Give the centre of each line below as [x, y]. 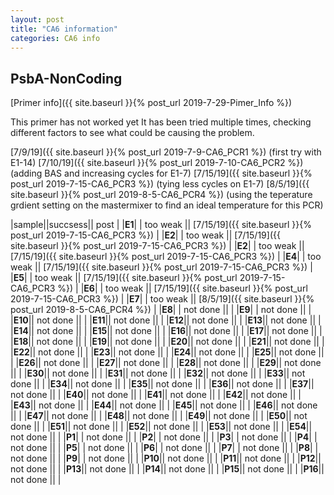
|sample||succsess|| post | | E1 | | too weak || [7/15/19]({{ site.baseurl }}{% [161, 225]
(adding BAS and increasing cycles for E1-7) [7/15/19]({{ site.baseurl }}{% [161, 173]
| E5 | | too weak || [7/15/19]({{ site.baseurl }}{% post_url [124, 278]
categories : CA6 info [55, 38]
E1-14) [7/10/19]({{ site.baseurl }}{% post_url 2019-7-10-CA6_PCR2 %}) [157, 163]
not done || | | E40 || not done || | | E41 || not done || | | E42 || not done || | [156, 395]
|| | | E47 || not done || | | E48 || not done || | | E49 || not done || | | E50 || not [159, 416]
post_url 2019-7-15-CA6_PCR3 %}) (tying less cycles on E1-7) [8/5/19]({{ [160, 184]
